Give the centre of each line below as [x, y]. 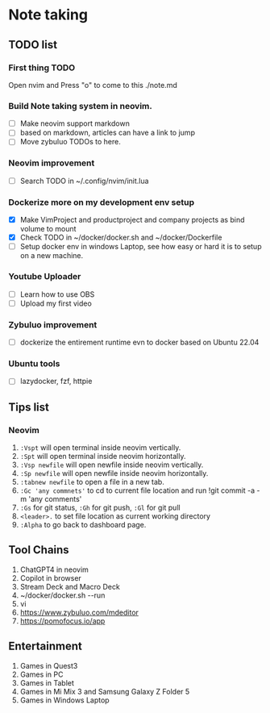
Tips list [29, 407]
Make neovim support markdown [75, 123]
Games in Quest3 [49, 665]
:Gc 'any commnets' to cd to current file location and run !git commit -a [137, 490]
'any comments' [55, 499]
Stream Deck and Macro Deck [70, 586]
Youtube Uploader [45, 277]
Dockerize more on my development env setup [102, 202]
